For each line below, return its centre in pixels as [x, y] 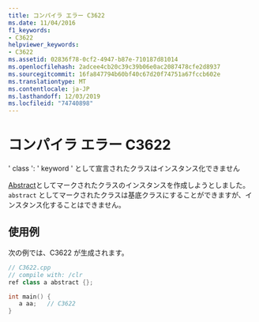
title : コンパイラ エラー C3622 [56, 15]
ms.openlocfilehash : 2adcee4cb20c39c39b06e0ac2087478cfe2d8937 [114, 67]
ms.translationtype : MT [47, 81]
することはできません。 [88, 205]
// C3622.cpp [30, 268]
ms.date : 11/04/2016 [42, 23]
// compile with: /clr [45, 275]
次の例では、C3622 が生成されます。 [68, 253]
